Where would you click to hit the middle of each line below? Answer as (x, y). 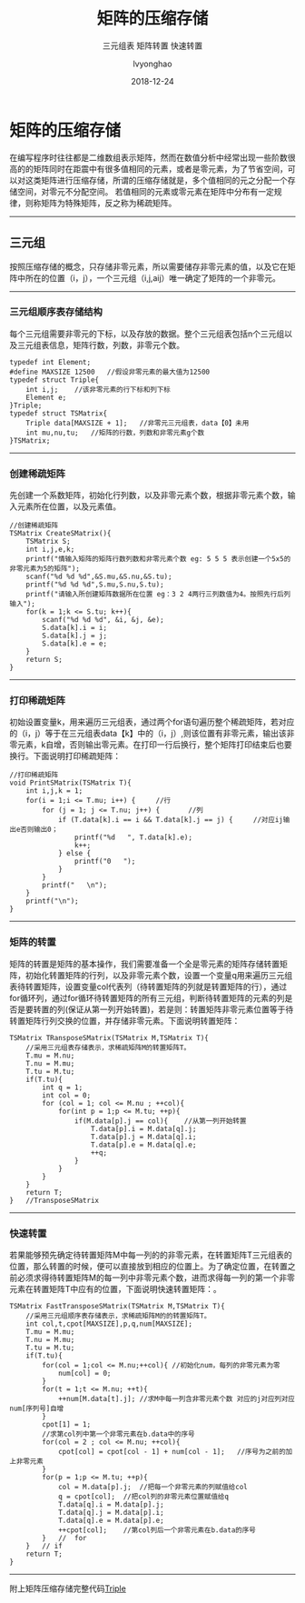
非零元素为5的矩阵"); (44, 569)
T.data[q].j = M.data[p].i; (111, 1512)
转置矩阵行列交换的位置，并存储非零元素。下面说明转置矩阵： (125, 1020)
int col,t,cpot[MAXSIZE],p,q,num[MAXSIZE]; (109, 1324)
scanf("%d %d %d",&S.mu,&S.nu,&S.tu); (99, 577)
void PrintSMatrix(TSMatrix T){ (70, 783)
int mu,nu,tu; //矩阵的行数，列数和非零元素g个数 (115, 433)
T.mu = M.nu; (50, 1056)
